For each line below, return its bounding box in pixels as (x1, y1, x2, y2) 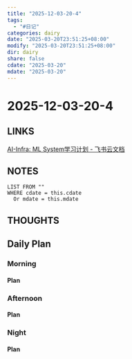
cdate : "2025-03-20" (7, 62, 67, 69)
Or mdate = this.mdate (13, 195, 79, 203)
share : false (7, 55, 45, 62)
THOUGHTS (7, 214, 60, 226)
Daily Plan (7, 238, 52, 250)
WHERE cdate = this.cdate (7, 190, 82, 197)
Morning (7, 259, 37, 269)
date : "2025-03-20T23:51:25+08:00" (7, 36, 110, 43)
